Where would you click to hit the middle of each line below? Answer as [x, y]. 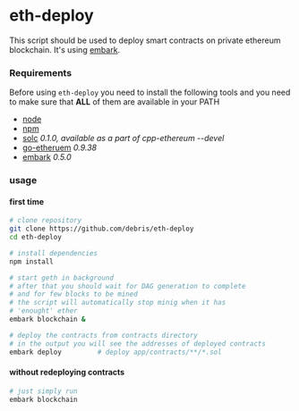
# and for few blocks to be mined [74, 294]
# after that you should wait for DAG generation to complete [128, 286]
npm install [31, 261]
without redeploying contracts [67, 373]
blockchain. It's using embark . [65, 49]
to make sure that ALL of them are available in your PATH [115, 102]
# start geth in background [62, 278]
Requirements [41, 72]
